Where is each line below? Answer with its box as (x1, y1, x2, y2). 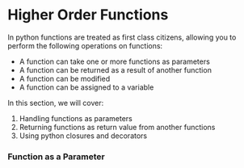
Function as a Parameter (7, 151, 106, 162)
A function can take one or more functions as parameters (19, 57, 211, 66)
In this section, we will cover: (7, 98, 104, 107)
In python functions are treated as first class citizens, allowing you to (7, 32, 237, 42)
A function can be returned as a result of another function (19, 65, 212, 74)
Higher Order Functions (7, 6, 169, 24)
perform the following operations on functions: (7, 40, 163, 50)
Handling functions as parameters (19, 113, 133, 123)
